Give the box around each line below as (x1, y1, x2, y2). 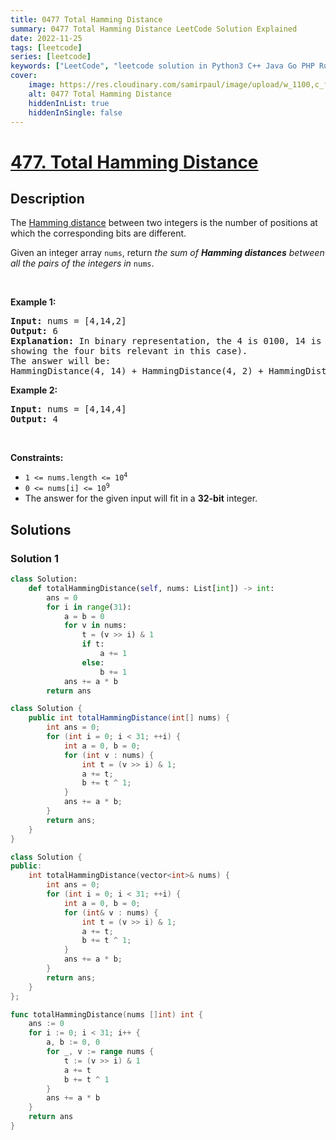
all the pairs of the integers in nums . (10, 257, 155, 270)
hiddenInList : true (28, 98, 110, 108)
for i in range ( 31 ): (46, 602, 132, 612)
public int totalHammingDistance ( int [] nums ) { (28, 713, 230, 723)
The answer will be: (10, 356, 112, 367)
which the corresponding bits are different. (10, 227, 187, 240)
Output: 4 (10, 414, 58, 425)
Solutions (10, 521, 72, 538)
